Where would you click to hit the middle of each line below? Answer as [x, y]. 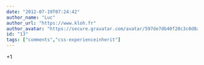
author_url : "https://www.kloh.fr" [51, 23]
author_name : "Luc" [31, 17]
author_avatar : [25, 29]
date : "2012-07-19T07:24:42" [43, 12]
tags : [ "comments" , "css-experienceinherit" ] [63, 40]
